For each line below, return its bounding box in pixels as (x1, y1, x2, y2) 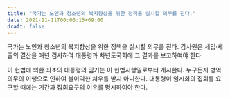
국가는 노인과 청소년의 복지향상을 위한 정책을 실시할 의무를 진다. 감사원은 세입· (7, 43, 218, 51)
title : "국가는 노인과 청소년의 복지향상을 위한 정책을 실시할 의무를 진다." (7, 10, 196, 17)
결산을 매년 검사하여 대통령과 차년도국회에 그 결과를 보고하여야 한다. (19, 51, 203, 59)
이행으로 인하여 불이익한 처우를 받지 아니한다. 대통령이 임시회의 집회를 (25, 75, 215, 83)
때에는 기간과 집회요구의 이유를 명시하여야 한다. (19, 84, 148, 92)
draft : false (7, 23, 45, 30)
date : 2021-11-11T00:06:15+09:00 (7, 17, 104, 23)
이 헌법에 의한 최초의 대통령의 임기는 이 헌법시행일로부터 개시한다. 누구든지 (7, 66, 209, 75)
